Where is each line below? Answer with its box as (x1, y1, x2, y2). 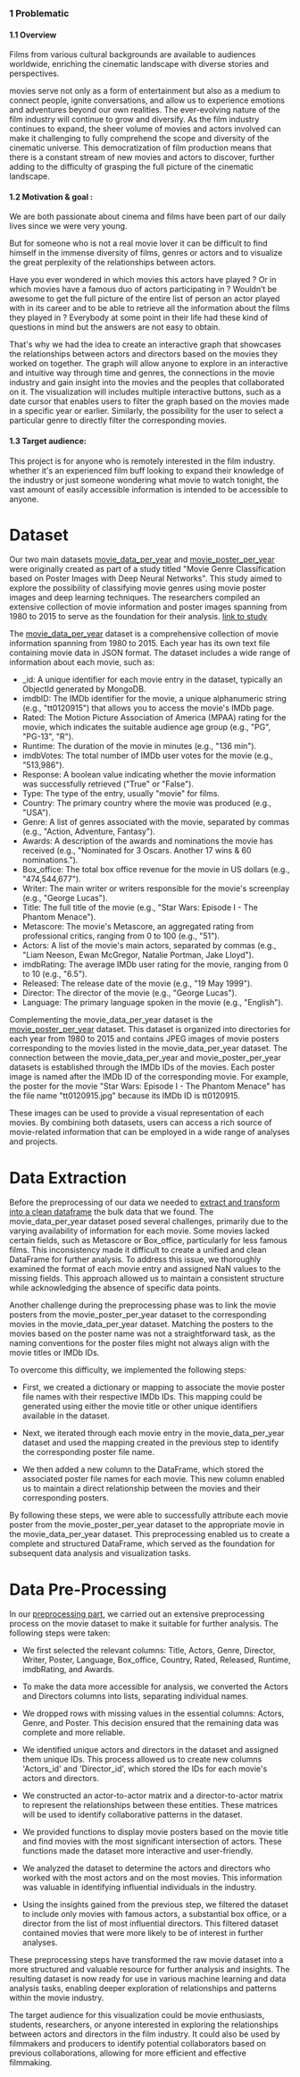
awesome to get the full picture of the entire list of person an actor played (9, 293, 280, 304)
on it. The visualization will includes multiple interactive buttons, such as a (9, 387, 281, 398)
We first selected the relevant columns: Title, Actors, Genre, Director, (21, 1645, 276, 1656)
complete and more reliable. (21, 1728, 126, 1738)
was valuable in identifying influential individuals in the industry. (21, 1882, 257, 1893)
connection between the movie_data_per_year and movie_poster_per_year (9, 1053, 281, 1064)
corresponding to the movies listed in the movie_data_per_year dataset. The (9, 1043, 287, 1054)
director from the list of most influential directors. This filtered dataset (21, 1918, 279, 1929)
